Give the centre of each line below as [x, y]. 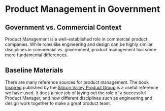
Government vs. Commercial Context [63, 27]
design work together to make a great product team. [58, 103]
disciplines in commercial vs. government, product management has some [81, 50]
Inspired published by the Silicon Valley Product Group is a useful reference [82, 87]
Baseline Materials [34, 70]
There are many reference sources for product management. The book [77, 82]
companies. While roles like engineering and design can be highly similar [79, 44]
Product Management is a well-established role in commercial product [76, 39]
